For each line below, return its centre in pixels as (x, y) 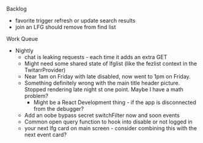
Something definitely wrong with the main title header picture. (102, 83)
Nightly (24, 51)
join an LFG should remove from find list (65, 27)
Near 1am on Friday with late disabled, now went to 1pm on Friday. (107, 76)
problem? (36, 96)
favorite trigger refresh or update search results (75, 20)
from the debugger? (59, 109)
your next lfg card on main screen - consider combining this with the (111, 128)
